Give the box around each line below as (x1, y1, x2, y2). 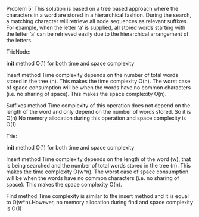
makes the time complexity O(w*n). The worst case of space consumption (6, 168, 189, 175)
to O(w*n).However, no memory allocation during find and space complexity (6, 199, 194, 206)
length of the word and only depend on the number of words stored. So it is (6, 108, 191, 115)
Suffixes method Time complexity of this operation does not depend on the (6, 102, 191, 109)
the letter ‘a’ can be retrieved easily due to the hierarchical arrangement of (6, 30, 189, 38)
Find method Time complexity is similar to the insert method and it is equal (6, 193, 189, 199)
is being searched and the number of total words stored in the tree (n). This (6, 162, 191, 169)
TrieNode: (6, 48, 31, 55)
